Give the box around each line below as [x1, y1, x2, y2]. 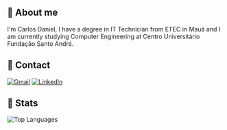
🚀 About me [7, 7, 58, 18]
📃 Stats [7, 97, 38, 109]
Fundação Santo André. [7, 39, 74, 48]
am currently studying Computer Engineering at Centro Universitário [7, 32, 200, 40]
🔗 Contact [7, 60, 51, 71]
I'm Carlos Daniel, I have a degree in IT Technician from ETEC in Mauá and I [7, 25, 221, 33]
